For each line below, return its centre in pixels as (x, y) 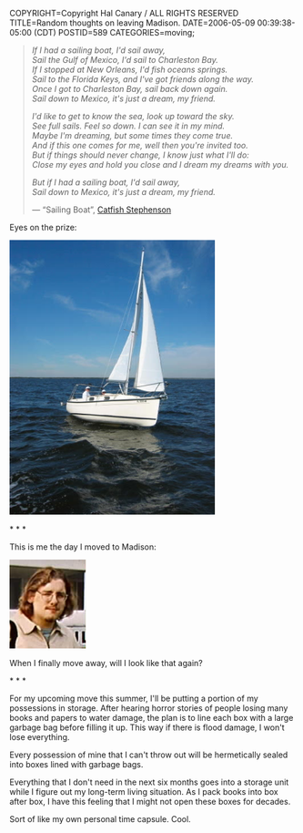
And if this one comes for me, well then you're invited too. (140, 145)
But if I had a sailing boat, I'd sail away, (106, 182)
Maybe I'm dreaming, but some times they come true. (132, 135)
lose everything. (40, 737)
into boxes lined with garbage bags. (76, 764)
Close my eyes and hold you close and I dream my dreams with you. (160, 165)
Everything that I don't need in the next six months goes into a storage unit (149, 782)
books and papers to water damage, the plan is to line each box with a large (151, 718)
